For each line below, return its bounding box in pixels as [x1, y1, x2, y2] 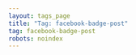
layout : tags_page [8, 11, 70, 20]
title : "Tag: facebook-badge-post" [8, 19, 129, 27]
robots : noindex [8, 34, 63, 43]
